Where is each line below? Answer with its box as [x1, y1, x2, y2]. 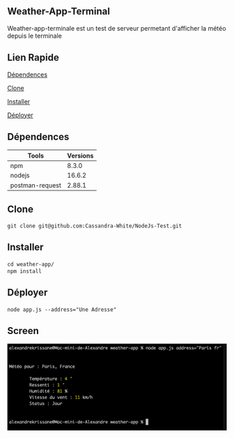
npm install [7, 268, 42, 275]
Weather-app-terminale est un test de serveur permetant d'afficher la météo [7, 24, 226, 32]
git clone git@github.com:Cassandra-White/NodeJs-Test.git [7, 222, 182, 229]
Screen [7, 325, 40, 337]
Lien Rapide [7, 52, 59, 63]
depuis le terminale [7, 31, 63, 40]
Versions [67, 151, 94, 160]
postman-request [10, 181, 61, 189]
